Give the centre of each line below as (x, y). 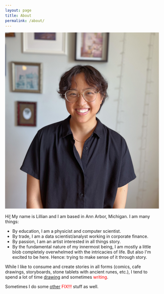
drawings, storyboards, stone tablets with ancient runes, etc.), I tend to (76, 272)
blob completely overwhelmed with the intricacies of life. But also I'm (82, 252)
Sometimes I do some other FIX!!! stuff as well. (52, 287)
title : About (18, 15)
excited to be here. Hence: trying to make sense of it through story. (80, 257)
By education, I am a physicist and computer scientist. (66, 231)
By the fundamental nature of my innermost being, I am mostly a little (82, 247)
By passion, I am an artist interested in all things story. (66, 242)
